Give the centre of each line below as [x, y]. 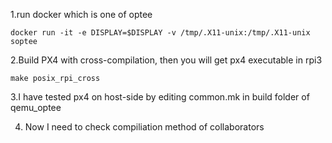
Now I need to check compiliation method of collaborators [144, 127]
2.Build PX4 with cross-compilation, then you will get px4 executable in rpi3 [166, 60]
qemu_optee [36, 107]
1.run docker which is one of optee [81, 14]
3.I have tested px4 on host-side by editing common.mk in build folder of [160, 97]
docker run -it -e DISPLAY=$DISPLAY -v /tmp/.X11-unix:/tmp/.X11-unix [160, 33]
